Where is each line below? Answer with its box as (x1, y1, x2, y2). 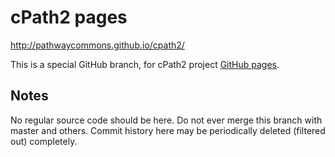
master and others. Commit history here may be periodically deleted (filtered (10, 124, 326, 136)
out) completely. (10, 135, 78, 147)
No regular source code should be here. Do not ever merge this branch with (10, 114, 323, 126)
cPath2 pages (10, 6, 128, 29)
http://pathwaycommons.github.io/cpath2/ (10, 39, 185, 51)
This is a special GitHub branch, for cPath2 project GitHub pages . (10, 58, 280, 70)
